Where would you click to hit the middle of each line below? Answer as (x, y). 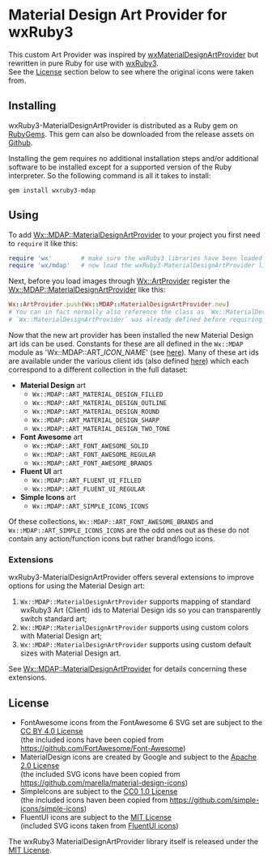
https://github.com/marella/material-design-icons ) (104, 783)
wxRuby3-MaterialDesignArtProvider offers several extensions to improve (132, 578)
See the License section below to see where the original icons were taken (131, 71)
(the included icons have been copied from (92, 740)
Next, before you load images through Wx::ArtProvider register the (119, 281)
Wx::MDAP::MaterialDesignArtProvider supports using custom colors (134, 627)
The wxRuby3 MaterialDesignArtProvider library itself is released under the (134, 842)
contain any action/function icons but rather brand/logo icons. (112, 538)
